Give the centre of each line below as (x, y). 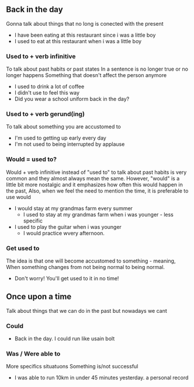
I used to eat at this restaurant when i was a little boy (78, 41)
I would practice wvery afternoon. (64, 233)
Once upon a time (39, 297)
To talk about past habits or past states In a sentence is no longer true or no (97, 69)
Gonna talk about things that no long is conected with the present (85, 23)
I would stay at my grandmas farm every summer (74, 208)
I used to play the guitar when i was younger (68, 226)
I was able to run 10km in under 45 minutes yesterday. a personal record (101, 378)
